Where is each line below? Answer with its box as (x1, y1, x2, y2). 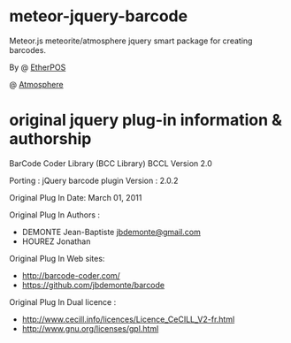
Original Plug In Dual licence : (9, 296, 117, 307)
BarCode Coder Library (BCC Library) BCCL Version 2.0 (9, 157, 212, 169)
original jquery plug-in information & (9, 111, 283, 130)
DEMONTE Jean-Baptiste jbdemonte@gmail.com (21, 226, 201, 237)
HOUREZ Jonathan (21, 236, 91, 247)
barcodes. (9, 44, 47, 55)
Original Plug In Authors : (9, 210, 100, 220)
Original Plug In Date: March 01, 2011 (9, 192, 142, 202)
